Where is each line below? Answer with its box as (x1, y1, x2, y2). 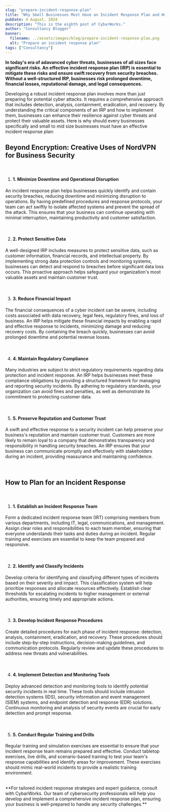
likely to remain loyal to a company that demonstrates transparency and (5, 438, 155, 444)
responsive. (5, 542, 30, 548)
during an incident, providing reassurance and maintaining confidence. (5, 453, 153, 460)
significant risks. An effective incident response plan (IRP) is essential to (5, 65, 161, 71)
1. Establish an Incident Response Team (12, 503, 98, 509)
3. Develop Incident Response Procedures (12, 617, 103, 623)
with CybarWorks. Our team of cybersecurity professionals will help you (5, 791, 155, 797)
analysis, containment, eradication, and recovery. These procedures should (5, 634, 163, 640)
